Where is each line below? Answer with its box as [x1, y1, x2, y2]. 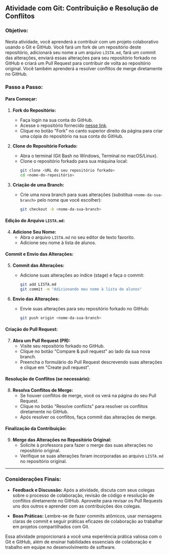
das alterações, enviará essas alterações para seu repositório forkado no [5, 55, 157, 61]
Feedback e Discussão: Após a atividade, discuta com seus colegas [12, 487, 155, 493]
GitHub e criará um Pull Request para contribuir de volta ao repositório [5, 60, 151, 66]
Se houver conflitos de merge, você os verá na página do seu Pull [20, 392, 157, 398]
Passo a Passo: [5, 83, 43, 90]
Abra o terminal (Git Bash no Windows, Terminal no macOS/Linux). [20, 153, 158, 159]
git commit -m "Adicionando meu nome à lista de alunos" [20, 287, 142, 292]
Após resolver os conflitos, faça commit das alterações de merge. [20, 414, 157, 420]
